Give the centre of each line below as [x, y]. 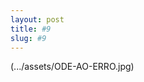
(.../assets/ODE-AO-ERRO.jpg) [72, 67]
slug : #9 [28, 38]
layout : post [37, 19]
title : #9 [31, 29]
